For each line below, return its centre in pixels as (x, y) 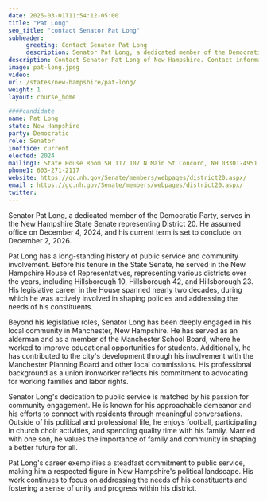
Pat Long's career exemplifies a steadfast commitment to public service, (127, 463)
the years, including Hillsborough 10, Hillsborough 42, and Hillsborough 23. (131, 281)
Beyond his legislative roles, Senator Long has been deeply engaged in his (130, 322)
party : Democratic (39, 134)
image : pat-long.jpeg (44, 68)
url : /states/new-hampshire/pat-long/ (72, 82)
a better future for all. (43, 447)
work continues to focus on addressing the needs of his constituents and (128, 480)
